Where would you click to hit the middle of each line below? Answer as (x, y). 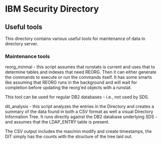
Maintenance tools (27, 56)
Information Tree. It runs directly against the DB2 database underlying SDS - (81, 117)
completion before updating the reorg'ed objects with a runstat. (68, 88)
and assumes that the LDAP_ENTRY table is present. (57, 122)
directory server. (22, 44)
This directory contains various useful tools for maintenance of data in (75, 38)
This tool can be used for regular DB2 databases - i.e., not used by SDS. (77, 97)
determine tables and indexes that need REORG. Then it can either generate (81, 72)
